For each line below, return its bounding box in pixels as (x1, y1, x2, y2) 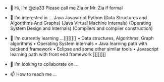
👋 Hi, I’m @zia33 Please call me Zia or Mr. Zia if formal (10, 5, 123, 11)
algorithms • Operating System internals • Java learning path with (10, 40, 147, 47)
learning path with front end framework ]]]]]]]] (10, 51, 106, 57)
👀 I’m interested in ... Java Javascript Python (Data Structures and (10, 15, 147, 20)
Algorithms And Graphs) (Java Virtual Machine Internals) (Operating (10, 20, 151, 26)
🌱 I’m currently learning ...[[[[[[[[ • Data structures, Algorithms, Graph (10, 35, 154, 41)
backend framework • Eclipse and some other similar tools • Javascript (10, 46, 159, 52)
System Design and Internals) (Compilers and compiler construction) (10, 25, 153, 31)
